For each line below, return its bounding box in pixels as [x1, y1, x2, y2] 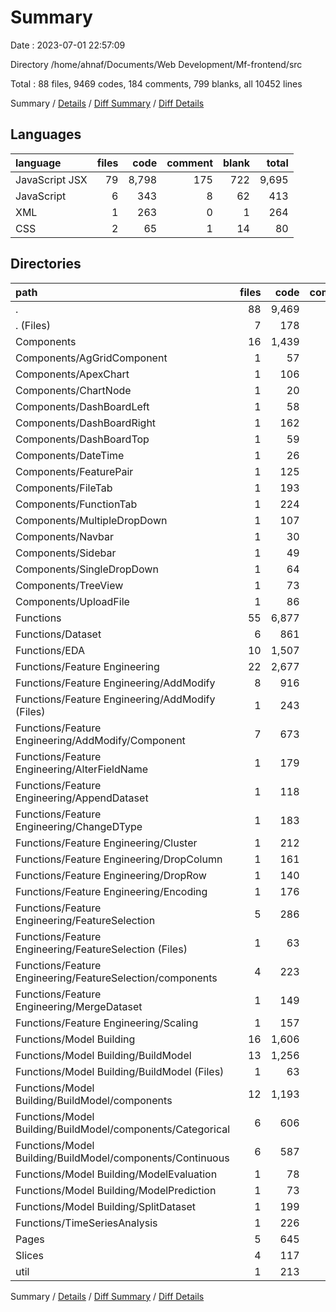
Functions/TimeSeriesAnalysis [15, 1216, 158, 1230]
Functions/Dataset [15, 627, 102, 641]
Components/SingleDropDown [15, 562, 159, 576]
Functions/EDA [15, 643, 85, 657]
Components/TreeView [15, 578, 124, 592]
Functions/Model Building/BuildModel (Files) [15, 1064, 225, 1078]
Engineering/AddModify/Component [15, 733, 186, 747]
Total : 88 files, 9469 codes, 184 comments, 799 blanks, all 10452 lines [10, 77, 303, 90]
